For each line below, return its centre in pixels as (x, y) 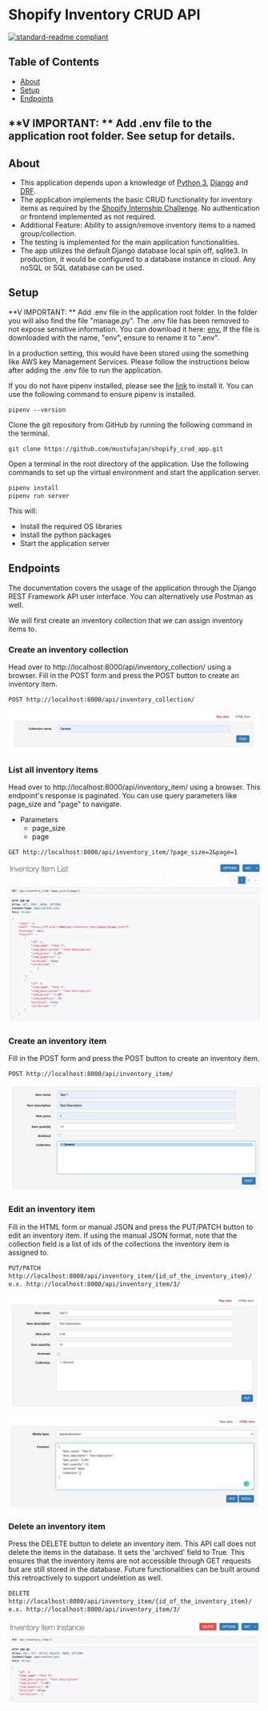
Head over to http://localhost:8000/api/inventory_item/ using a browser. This (134, 787)
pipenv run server (39, 496)
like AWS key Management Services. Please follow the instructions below (129, 361)
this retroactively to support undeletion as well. (86, 1578)
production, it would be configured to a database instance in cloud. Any (138, 259)
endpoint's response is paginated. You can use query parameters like (123, 796)
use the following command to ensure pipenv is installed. (102, 394)
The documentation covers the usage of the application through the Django (132, 588)
